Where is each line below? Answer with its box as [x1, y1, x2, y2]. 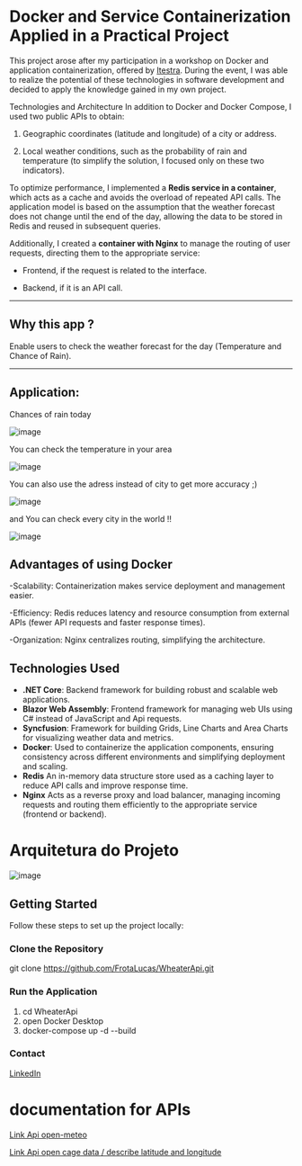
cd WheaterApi [22, 1006, 78, 1017]
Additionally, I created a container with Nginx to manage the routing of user [9, 238, 291, 248]
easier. [9, 590, 34, 601]
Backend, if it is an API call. [22, 282, 123, 293]
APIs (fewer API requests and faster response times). [9, 617, 206, 628]
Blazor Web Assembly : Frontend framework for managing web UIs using [22, 704, 293, 714]
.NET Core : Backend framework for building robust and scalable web [22, 685, 279, 695]
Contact [9, 1047, 46, 1060]
